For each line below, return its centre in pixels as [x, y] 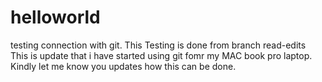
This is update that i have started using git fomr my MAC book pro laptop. [161, 55]
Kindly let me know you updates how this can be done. [123, 66]
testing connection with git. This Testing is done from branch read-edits [158, 45]
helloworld [55, 17]
